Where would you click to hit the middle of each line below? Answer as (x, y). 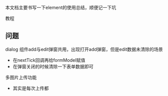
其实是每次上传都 (31, 88)
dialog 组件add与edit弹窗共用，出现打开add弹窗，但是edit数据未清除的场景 (84, 49)
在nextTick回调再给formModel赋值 (49, 60)
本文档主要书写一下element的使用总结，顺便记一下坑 (61, 7)
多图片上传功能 (21, 77)
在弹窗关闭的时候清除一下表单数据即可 (53, 66)
